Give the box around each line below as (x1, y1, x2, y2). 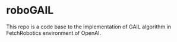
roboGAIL (6, 4, 54, 17)
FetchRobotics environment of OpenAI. (6, 29, 102, 36)
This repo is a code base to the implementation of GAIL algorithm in (6, 23, 171, 30)
